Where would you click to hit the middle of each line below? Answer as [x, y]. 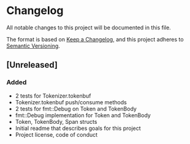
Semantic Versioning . [33, 46]
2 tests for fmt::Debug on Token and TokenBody [76, 109]
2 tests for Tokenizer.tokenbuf [53, 96]
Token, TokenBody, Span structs [56, 121]
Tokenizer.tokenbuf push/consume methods [71, 102]
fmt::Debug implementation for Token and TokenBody [83, 115]
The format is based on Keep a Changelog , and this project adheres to [95, 39]
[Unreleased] [32, 65]
